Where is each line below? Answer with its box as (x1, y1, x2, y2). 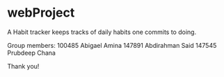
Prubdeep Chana (7, 49, 56, 57)
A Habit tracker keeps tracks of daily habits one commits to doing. (7, 28, 197, 36)
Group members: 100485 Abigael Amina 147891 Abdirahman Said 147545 (7, 41, 217, 49)
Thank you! (7, 62, 40, 70)
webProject (7, 5, 75, 21)
